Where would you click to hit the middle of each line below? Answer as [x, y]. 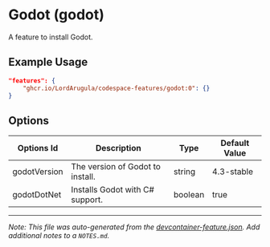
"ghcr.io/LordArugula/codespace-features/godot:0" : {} [117, 88]
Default [235, 144]
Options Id [38, 148]
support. [87, 200]
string [185, 172]
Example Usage [48, 62]
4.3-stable [232, 172]
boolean [189, 195]
